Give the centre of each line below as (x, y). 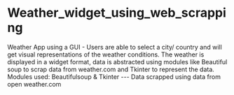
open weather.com (34, 84)
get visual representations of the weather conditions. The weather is (106, 54)
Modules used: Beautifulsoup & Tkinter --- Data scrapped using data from (114, 76)
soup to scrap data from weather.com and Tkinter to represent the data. (111, 69)
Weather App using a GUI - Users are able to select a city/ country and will (115, 47)
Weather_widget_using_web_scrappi (117, 13)
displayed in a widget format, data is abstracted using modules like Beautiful (117, 61)
